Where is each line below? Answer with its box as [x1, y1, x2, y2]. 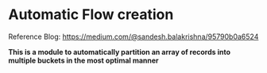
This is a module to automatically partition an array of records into [8, 47, 231, 56]
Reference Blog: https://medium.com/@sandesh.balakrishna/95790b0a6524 [8, 32, 259, 41]
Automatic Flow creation [8, 6, 174, 24]
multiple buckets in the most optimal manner [8, 56, 159, 65]
